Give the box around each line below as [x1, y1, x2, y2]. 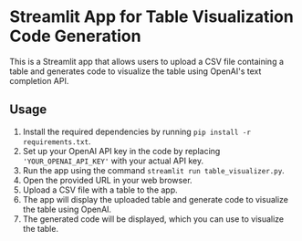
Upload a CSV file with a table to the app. [22, 184, 178, 195]
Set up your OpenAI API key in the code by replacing [22, 145, 221, 156]
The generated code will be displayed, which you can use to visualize [22, 213, 285, 225]
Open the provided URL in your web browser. [22, 174, 193, 185]
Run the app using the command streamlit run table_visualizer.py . [22, 164, 285, 175]
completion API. [9, 75, 69, 86]
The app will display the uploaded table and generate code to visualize [22, 194, 289, 204]
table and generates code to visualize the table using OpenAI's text [9, 66, 262, 77]
